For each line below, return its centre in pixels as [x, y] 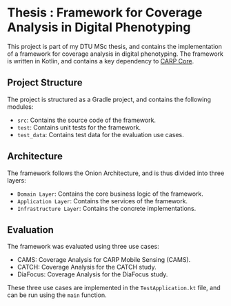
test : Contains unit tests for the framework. [79, 127]
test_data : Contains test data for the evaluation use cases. [100, 134]
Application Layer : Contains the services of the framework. [102, 201]
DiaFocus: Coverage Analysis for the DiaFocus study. [92, 274]
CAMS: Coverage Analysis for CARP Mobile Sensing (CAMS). [104, 260]
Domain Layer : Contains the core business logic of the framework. [110, 194]
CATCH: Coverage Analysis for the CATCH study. [87, 267]
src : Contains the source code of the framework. [87, 120]
